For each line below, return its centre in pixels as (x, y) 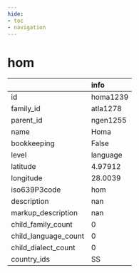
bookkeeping (33, 143)
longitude (27, 178)
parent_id (27, 120)
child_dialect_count (43, 248)
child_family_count (42, 225)
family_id (26, 109)
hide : (15, 14)
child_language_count (47, 236)
